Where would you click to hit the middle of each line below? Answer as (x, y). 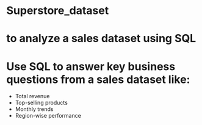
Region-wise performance (48, 116)
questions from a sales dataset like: (98, 79)
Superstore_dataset (58, 11)
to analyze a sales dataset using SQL (101, 39)
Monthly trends (34, 109)
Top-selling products (41, 103)
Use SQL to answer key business (91, 66)
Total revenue (32, 96)
